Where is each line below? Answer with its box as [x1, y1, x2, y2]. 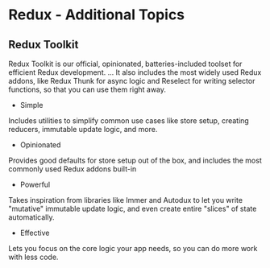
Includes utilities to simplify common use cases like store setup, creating [8, 116, 250, 126]
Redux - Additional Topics [8, 6, 185, 24]
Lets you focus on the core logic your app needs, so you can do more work [8, 244, 258, 253]
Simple [19, 101, 44, 109]
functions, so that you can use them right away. [8, 85, 167, 94]
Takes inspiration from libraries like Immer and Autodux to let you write [8, 196, 243, 204]
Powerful [19, 179, 51, 189]
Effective [19, 228, 50, 237]
